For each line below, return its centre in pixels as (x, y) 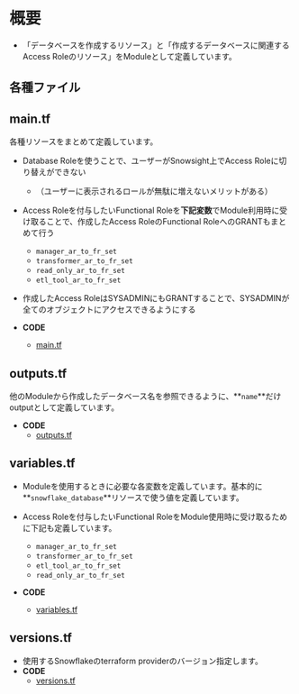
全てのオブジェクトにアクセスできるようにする (109, 310)
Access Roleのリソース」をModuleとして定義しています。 (129, 56)
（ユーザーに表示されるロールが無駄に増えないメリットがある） (154, 191)
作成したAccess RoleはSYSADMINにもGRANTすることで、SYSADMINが (156, 298)
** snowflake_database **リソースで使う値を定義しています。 (133, 498)
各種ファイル (45, 88)
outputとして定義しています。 (64, 407)
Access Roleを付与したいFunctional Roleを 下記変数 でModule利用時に (151, 210)
